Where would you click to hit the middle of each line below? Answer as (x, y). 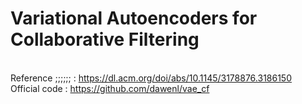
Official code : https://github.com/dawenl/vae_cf (110, 88)
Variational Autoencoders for (134, 18)
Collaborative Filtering (105, 39)
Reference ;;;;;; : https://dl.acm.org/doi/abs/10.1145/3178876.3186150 (151, 78)
